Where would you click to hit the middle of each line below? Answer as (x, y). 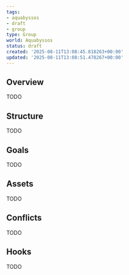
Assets (20, 184)
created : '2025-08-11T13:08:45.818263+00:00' (65, 52)
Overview (25, 82)
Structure (25, 116)
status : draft (24, 46)
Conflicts (24, 218)
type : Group (21, 35)
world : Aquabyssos (30, 40)
